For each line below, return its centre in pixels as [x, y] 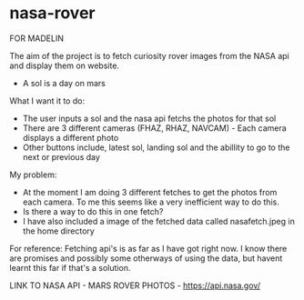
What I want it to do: [47, 100]
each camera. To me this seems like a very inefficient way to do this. [151, 202]
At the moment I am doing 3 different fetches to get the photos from [150, 192]
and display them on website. [65, 65]
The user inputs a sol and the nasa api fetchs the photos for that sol [149, 118]
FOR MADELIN [36, 38]
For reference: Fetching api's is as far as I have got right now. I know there [148, 248]
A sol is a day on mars [64, 83]
